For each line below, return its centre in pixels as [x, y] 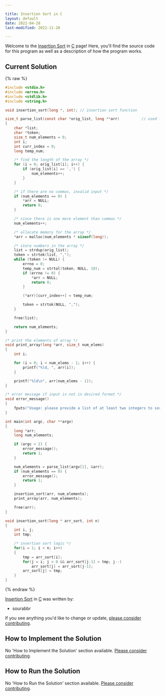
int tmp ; [23, 535]
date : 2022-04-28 [23, 23]
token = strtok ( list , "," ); [42, 255]
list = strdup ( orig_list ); [41, 250]
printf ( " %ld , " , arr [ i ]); [49, 367]
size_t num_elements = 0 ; [41, 137]
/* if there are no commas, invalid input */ [61, 192]
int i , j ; [24, 530]
